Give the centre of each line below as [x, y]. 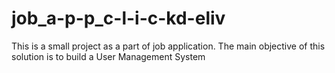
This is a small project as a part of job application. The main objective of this [168, 46]
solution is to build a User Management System [108, 56]
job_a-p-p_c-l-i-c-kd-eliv [118, 18]
